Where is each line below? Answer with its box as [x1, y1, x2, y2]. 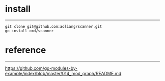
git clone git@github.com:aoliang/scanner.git [5, 24, 102, 29]
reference [5, 45, 46, 56]
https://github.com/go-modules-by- [5, 65, 78, 71]
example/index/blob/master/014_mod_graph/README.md [5, 70, 122, 76]
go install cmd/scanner [5, 28, 54, 33]
